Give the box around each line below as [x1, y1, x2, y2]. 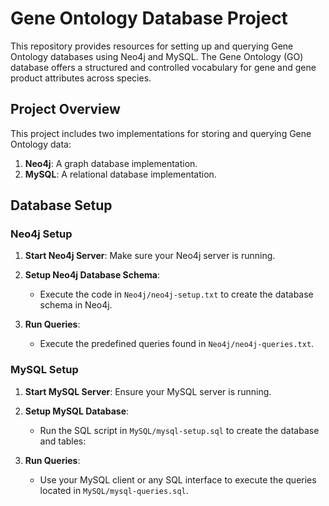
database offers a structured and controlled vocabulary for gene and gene [10, 61, 317, 73]
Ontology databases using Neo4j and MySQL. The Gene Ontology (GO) [10, 50, 304, 62]
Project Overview [10, 101, 121, 118]
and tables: [39, 435, 87, 447]
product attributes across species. [10, 72, 152, 84]
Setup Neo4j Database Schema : [24, 269, 161, 281]
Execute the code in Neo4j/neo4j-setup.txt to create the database [39, 288, 314, 301]
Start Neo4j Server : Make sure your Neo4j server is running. [24, 250, 276, 262]
